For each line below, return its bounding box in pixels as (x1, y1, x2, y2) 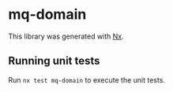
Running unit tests (8, 54, 100, 68)
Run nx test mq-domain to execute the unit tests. (8, 75, 166, 84)
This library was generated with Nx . (8, 31, 124, 41)
